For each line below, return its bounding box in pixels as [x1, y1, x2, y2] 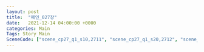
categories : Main [6, 25, 50, 32]
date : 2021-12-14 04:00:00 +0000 [6, 20, 97, 26]
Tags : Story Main [6, 31, 50, 37]
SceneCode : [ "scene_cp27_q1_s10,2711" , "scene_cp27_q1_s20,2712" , [6, 36, 178, 42]
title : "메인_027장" [6, 14, 58, 20]
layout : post [6, 8, 39, 15]
